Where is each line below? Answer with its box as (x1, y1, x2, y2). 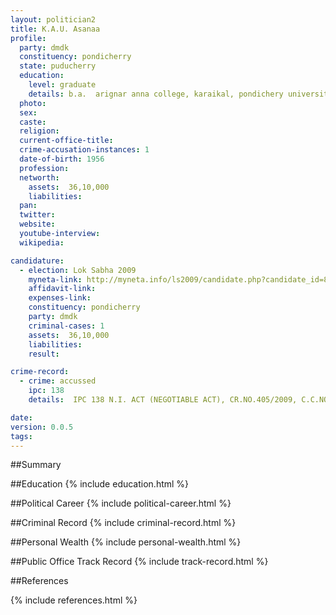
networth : (19, 172, 60, 183)
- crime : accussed (19, 376, 97, 386)
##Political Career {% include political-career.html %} (10, 497, 232, 510)
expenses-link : (28, 293, 92, 303)
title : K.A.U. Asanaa (10, 24, 101, 34)
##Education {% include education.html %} (10, 478, 190, 490)
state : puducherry (19, 61, 97, 71)
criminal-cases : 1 (28, 321, 105, 331)
